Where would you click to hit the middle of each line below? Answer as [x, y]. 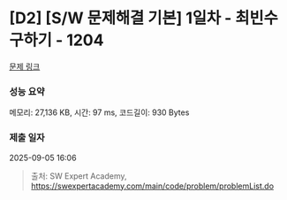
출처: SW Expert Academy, [79, 176]
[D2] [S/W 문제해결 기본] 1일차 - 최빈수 [143, 18]
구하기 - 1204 [57, 40]
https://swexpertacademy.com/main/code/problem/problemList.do [152, 186]
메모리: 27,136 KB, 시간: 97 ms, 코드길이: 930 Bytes [99, 112]
